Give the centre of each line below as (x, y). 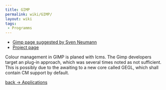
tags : (11, 23)
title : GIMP (17, 10)
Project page (25, 47)
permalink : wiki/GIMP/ (29, 14)
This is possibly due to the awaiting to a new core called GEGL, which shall (82, 68)
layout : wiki (19, 19)
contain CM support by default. (37, 73)
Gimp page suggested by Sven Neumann (55, 42)
